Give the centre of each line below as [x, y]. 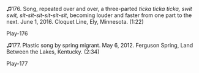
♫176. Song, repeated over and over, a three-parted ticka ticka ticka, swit [99, 9]
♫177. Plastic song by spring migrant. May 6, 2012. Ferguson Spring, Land [100, 45]
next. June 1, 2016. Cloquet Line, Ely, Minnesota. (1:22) [75, 22]
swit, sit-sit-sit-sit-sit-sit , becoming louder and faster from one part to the [99, 15]
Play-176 [17, 33]
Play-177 [17, 64]
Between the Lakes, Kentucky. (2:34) [53, 52]
